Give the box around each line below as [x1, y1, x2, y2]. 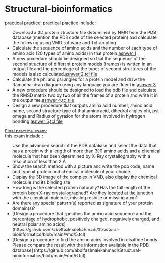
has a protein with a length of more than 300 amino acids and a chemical [12, 148, 161, 154]
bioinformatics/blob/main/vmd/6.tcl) [12, 252, 86, 258]
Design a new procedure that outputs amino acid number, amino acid [12, 102, 153, 108]
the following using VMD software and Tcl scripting [12, 39, 116, 45]
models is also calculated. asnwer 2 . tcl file [12, 71, 98, 77]
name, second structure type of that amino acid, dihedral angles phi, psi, [12, 107, 160, 114]
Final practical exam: [5, 128, 47, 133]
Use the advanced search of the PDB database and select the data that [12, 142, 157, 148]
